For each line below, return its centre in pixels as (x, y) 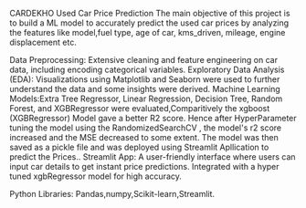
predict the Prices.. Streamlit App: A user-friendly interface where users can (153, 157)
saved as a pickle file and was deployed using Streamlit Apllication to (139, 147)
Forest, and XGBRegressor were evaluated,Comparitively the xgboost (140, 108)
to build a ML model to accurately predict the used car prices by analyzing (149, 23)
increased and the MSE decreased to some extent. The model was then (144, 137)
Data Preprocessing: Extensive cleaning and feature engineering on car (144, 60)
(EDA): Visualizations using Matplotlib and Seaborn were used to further (145, 79)
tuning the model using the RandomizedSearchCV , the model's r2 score (146, 128)
